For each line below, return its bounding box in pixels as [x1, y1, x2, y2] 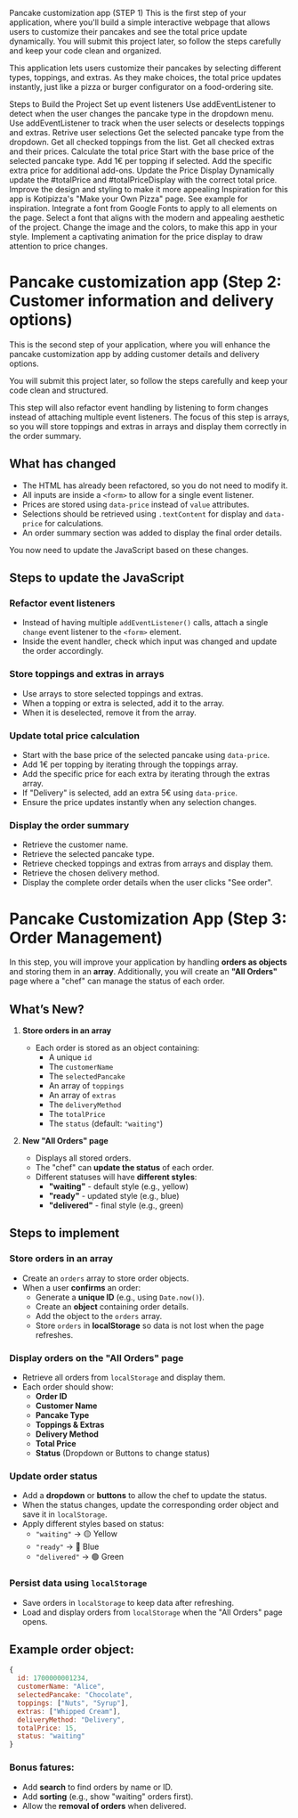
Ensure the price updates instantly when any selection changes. [21, 797, 257, 808]
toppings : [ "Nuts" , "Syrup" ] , [17, 1699, 129, 1708]
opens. [21, 1616, 48, 1626]
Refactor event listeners [9, 597, 116, 609]
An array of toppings [48, 1080, 125, 1091]
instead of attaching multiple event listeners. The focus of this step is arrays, [9, 412, 290, 422]
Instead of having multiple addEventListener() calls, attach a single [21, 617, 269, 628]
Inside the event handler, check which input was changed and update [21, 636, 278, 647]
